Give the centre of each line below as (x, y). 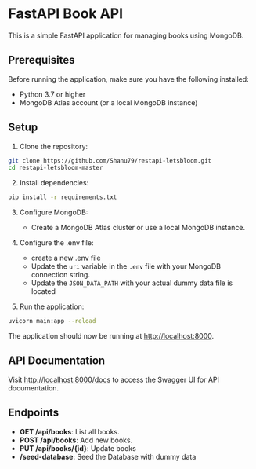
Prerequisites (41, 60)
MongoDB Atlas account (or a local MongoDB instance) (108, 102)
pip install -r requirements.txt (63, 197)
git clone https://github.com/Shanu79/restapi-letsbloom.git (110, 161)
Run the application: (52, 306)
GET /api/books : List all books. (69, 431)
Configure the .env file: (56, 243)
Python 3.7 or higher (52, 94)
